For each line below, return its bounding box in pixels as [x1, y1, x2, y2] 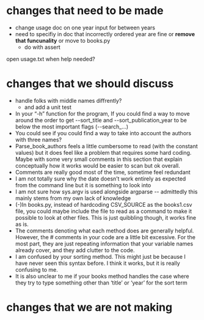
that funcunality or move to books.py [15, 37, 111, 44]
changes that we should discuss [6, 77, 174, 91]
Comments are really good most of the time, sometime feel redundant [15, 168, 191, 176]
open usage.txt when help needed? [6, 55, 96, 62]
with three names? [15, 136, 62, 143]
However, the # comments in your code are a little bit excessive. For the [15, 233, 195, 240]
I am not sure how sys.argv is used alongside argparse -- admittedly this [15, 188, 198, 195]
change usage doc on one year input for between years [15, 24, 156, 31]
